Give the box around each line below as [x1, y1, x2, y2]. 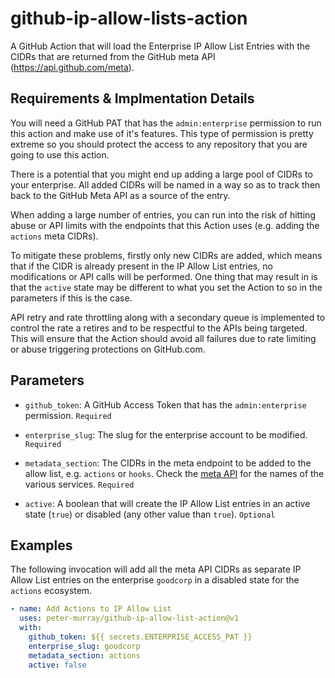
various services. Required [24, 478, 135, 490]
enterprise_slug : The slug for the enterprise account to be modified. [24, 428, 308, 441]
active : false [28, 660, 87, 670]
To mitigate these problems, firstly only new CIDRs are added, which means [10, 249, 323, 261]
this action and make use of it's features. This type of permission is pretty [10, 127, 314, 139]
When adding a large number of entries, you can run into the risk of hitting [10, 208, 316, 221]
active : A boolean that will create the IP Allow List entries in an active [24, 497, 311, 509]
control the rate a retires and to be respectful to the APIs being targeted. [10, 322, 308, 334]
